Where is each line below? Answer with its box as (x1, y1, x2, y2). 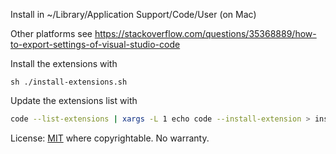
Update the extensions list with (10, 95, 138, 106)
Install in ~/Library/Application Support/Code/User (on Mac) (10, 9, 257, 20)
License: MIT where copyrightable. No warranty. (10, 132, 210, 144)
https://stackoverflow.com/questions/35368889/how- (94, 28, 317, 39)
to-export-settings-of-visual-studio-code (10, 39, 181, 50)
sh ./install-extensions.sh (10, 77, 128, 87)
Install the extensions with (10, 58, 118, 69)
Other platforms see (10, 28, 93, 39)
